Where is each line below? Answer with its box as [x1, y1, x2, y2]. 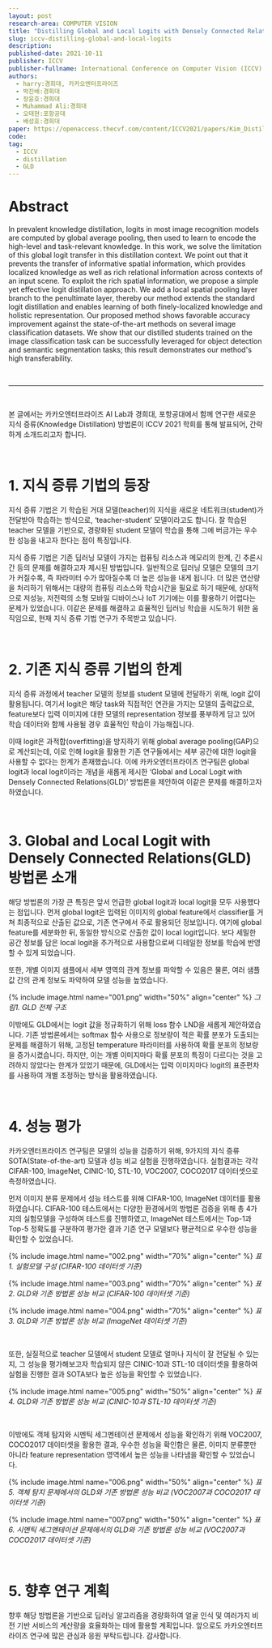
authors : [8, 72, 38, 80]
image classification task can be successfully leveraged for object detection [8, 336, 262, 346]
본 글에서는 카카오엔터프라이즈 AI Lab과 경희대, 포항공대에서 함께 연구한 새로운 [8, 409, 257, 419]
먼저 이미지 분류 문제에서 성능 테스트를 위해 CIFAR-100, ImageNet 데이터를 [8, 1193, 246, 1203]
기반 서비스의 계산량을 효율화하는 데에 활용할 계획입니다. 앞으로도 [16, 1620, 223, 1630]
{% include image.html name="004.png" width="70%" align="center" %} [8, 1306, 253, 1316]
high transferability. [8, 353, 73, 363]
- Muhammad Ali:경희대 [15, 102, 87, 110]
